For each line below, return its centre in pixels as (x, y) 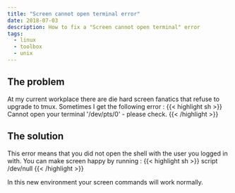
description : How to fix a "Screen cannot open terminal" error (104, 27)
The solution (36, 136)
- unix (23, 54)
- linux (25, 40)
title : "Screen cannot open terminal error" (74, 14)
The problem (36, 82)
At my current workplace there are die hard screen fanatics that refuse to (114, 99)
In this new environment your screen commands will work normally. (105, 182)
